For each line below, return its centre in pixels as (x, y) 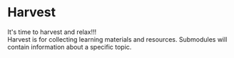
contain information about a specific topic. (70, 47)
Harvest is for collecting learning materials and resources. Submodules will (117, 39)
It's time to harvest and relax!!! (52, 32)
